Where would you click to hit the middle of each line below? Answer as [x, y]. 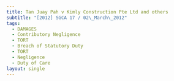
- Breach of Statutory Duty [48, 46]
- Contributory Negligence [46, 35]
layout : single [26, 69]
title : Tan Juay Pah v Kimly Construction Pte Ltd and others [87, 12]
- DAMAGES [24, 29]
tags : [13, 23]
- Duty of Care [31, 63]
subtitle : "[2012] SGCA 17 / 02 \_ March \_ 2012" [67, 18]
